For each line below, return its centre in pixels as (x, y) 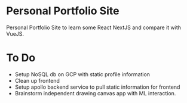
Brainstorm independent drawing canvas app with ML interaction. (95, 93)
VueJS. (15, 33)
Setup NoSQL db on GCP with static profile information (82, 74)
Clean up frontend (37, 80)
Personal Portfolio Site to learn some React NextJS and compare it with (93, 27)
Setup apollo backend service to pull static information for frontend (97, 87)
